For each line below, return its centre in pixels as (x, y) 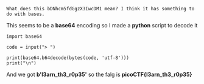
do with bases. (26, 14)
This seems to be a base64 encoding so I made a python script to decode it (102, 25)
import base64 (24, 37)
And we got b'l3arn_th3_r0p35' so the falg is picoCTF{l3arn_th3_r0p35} (99, 74)
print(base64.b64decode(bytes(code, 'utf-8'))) (68, 58)
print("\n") (21, 63)
